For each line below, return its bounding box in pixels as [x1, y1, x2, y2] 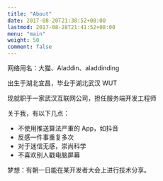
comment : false [7, 43, 52, 50]
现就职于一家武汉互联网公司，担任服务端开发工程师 [7, 94, 157, 102]
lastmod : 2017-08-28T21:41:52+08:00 [7, 23, 116, 31]
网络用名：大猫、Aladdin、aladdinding [7, 64, 120, 72]
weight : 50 [7, 37, 40, 44]
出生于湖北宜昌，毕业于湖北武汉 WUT [7, 79, 118, 87]
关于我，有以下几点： [7, 109, 69, 117]
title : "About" [7, 10, 52, 18]
